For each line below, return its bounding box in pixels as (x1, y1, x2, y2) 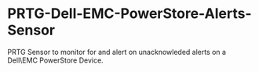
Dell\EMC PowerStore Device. (7, 56, 104, 65)
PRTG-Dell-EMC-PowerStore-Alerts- (7, 5, 252, 23)
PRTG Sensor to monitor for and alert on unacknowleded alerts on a (7, 47, 227, 56)
